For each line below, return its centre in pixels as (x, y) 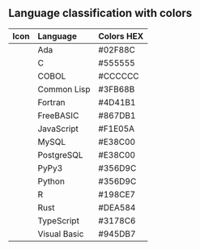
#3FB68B (117, 89)
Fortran (52, 102)
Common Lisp (64, 89)
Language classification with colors (100, 13)
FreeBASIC (58, 115)
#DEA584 (117, 207)
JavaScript (58, 129)
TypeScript (58, 220)
